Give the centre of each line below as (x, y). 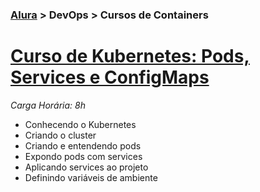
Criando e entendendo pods (83, 145)
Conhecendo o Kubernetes (80, 124)
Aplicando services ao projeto (86, 167)
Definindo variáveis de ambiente (91, 177)
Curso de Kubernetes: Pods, (130, 56)
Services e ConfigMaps (110, 77)
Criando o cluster (60, 135)
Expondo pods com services (83, 156)
